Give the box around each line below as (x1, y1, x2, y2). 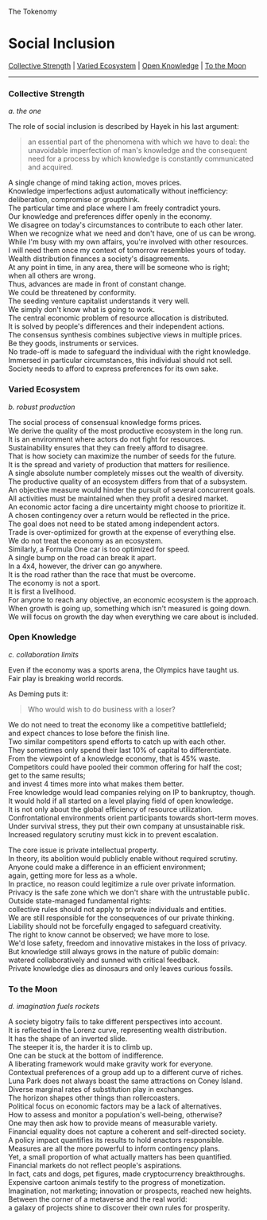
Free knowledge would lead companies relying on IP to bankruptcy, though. (8, 787, 256, 797)
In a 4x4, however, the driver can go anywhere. (8, 561, 163, 571)
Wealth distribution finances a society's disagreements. (8, 254, 191, 263)
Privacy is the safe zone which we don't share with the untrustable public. (8, 887, 250, 897)
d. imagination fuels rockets (8, 1002, 100, 1011)
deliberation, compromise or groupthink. (8, 195, 141, 205)
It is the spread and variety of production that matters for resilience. (8, 459, 230, 469)
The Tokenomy (8, 7, 57, 16)
